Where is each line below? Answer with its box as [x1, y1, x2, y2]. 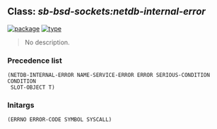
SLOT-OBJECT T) [10, 84, 55, 91]
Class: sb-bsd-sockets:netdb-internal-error [7, 6, 206, 18]
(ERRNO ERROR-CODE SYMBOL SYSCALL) [7, 116, 112, 123]
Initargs [7, 100, 35, 110]
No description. [24, 38, 70, 47]
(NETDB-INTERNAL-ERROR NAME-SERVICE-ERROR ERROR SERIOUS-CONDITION [7, 72, 211, 79]
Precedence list [7, 56, 62, 66]
